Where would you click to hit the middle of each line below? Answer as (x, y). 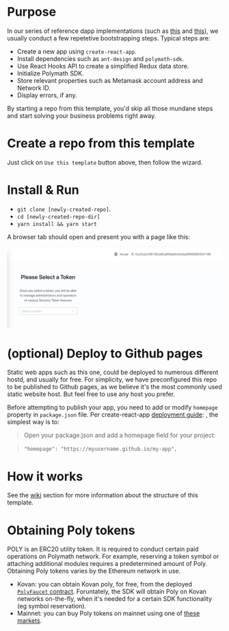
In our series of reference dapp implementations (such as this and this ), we (113, 31)
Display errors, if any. (47, 95)
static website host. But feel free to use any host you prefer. (91, 394)
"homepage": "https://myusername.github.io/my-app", (100, 449)
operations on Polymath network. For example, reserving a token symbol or (113, 556)
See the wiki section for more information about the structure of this (103, 495)
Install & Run (43, 190)
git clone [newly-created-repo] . (64, 209)
